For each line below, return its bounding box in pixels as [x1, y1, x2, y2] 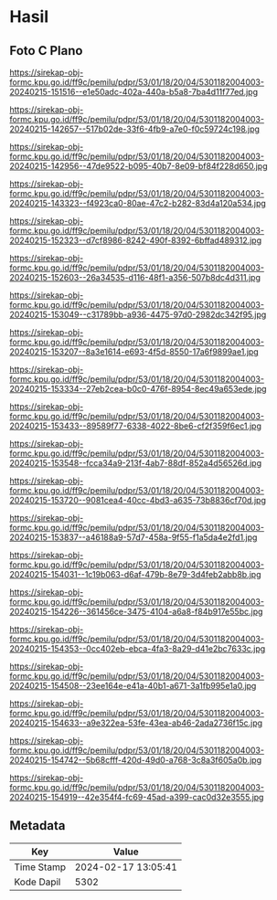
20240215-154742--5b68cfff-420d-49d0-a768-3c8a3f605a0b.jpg [9, 755, 262, 765]
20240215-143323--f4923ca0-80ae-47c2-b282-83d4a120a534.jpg [9, 198, 267, 208]
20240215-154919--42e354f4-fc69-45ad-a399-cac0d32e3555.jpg [9, 792, 264, 802]
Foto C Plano [9, 43, 83, 58]
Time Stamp [14, 861, 67, 874]
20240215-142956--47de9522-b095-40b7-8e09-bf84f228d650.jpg [9, 161, 268, 171]
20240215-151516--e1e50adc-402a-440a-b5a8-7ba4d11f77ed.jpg [9, 87, 259, 97]
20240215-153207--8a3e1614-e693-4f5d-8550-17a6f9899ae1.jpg [9, 346, 259, 357]
